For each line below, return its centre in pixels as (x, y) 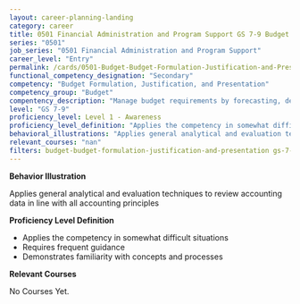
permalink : (29, 68)
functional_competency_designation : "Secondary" (101, 76)
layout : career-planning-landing (71, 17)
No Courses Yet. (39, 291)
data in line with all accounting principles (84, 203)
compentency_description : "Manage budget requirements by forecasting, (145, 101)
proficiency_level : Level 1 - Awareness (86, 117)
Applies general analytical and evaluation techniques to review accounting (146, 193)
